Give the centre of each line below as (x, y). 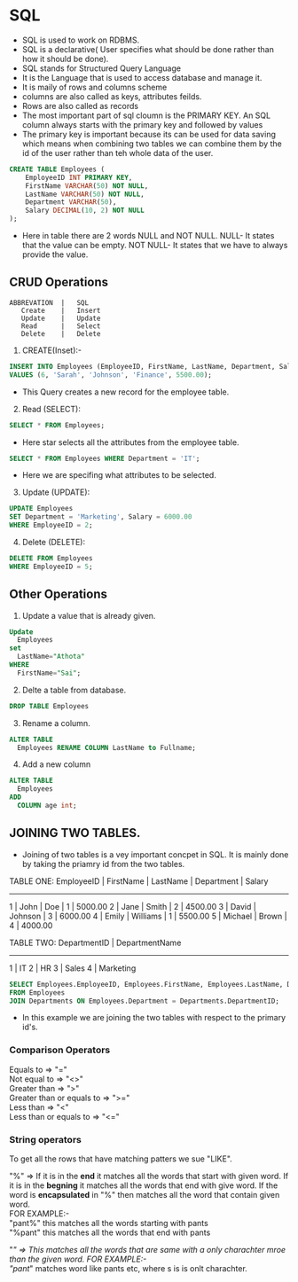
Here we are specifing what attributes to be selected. (119, 475)
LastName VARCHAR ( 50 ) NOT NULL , (85, 194)
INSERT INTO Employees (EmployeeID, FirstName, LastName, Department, (142, 366)
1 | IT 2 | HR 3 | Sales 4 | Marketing (73, 968)
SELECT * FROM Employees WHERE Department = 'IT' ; (105, 458)
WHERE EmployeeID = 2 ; (51, 525)
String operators (45, 1139)
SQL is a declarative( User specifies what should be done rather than (148, 49)
